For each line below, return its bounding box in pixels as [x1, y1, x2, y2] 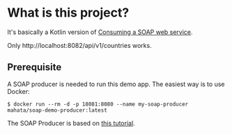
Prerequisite [7, 61, 62, 74]
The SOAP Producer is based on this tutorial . [7, 119, 136, 127]
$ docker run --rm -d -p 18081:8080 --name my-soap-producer [7, 101, 189, 108]
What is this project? [7, 5, 130, 21]
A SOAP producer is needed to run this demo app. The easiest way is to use [7, 80, 225, 88]
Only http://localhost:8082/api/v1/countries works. [7, 41, 152, 49]
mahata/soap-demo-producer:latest [7, 106, 108, 114]
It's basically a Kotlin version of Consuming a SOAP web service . [7, 28, 193, 36]
